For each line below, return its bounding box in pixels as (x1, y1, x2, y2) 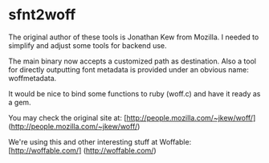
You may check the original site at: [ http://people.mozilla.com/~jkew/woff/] (8, 112, 256, 122)
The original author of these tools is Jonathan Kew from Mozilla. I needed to (8, 32, 259, 42)
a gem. (8, 97, 31, 107)
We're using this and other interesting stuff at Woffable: (8, 137, 192, 146)
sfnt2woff (8, 6, 76, 24)
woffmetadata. (8, 73, 57, 83)
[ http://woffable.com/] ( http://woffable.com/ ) (8, 145, 157, 155)
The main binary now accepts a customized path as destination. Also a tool (8, 56, 257, 66)
